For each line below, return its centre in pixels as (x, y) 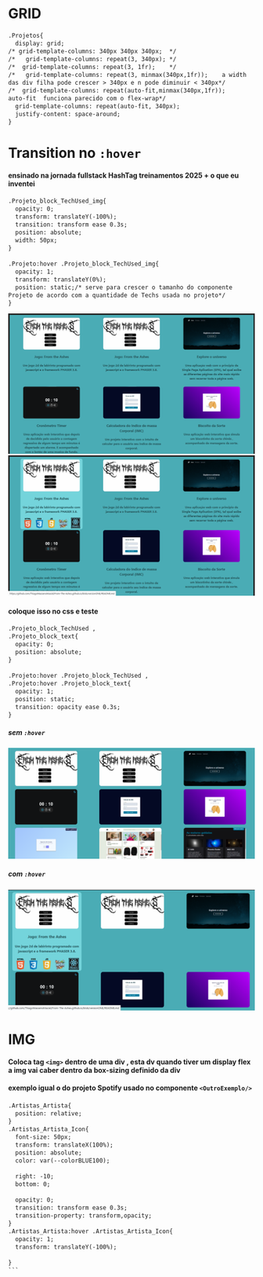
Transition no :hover (75, 153)
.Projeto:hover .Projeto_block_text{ (70, 684)
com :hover (27, 874)
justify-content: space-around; (68, 114)
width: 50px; (36, 240)
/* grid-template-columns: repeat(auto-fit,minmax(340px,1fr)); (117, 90)
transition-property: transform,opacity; (84, 1215)
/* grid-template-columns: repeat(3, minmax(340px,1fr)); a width (127, 75)
